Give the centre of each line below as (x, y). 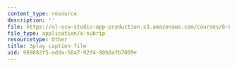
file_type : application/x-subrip (56, 33)
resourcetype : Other (38, 40)
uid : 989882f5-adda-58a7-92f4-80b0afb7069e (72, 53)
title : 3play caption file (47, 46)
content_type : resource (42, 14)
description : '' (31, 20)
